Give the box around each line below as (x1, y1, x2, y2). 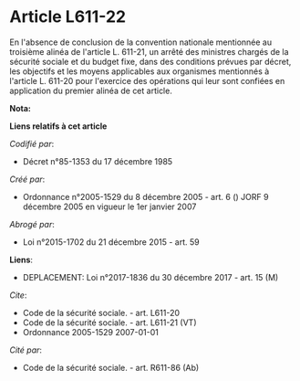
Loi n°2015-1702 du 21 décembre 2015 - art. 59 (22, 236, 200, 248)
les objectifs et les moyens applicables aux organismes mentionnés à (9, 66, 270, 77)
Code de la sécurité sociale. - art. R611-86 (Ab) (22, 362, 200, 373)
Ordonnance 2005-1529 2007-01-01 (22, 326, 160, 337)
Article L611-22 (9, 6, 126, 27)
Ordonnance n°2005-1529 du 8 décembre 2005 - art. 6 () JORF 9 (22, 191, 269, 202)
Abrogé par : (9, 218, 55, 229)
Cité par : (9, 344, 43, 355)
